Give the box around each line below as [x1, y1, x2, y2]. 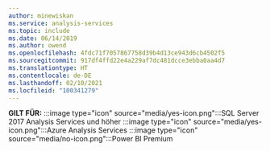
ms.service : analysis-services [8, 19, 114, 27]
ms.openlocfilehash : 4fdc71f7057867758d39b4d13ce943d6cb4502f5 [8, 49, 226, 57]
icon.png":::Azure [8, 125, 67, 135]
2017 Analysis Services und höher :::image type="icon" [8, 117, 192, 127]
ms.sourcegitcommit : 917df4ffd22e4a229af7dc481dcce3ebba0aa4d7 [8, 57, 226, 65]
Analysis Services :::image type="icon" [68, 125, 198, 135]
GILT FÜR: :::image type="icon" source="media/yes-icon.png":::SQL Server [8, 108, 260, 118]
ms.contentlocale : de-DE [8, 71, 92, 80]
